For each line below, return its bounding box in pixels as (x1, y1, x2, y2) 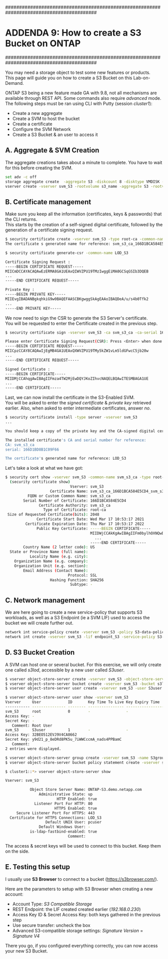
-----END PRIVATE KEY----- (5, 306, 61, 311)
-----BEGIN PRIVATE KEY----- (5, 292, 66, 297)
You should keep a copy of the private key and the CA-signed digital (5, 429, 155, 434)
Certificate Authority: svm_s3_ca (38, 503, 111, 508)
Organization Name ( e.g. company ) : (14, 559, 88, 564)
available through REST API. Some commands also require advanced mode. (5, 95, 161, 101)
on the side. (5, 848, 30, 854)
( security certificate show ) (9, 479, 70, 485)
